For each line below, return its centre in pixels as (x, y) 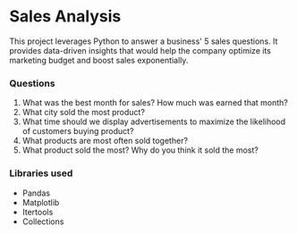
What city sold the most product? (84, 113)
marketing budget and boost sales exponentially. (99, 60)
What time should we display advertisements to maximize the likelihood (154, 121)
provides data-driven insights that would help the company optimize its (140, 50)
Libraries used (41, 173)
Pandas (36, 193)
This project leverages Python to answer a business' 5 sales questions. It (144, 41)
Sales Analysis (65, 17)
